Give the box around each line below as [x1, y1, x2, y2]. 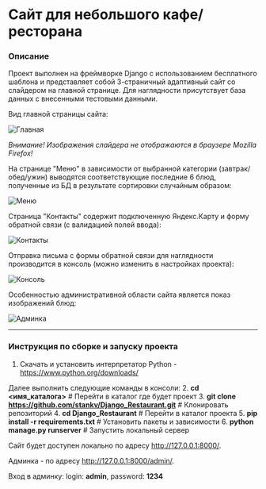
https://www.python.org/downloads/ [19, 368, 139, 377]
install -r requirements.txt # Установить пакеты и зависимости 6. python [8, 417, 254, 426]
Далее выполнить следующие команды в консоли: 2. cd [8, 383, 199, 392]
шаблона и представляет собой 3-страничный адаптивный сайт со [8, 77, 236, 87]
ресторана [8, 22, 83, 40]
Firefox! [8, 148, 33, 158]
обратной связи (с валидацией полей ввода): [8, 220, 161, 229]
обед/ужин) [8, 172, 48, 182]
